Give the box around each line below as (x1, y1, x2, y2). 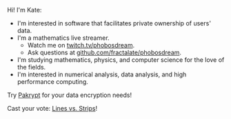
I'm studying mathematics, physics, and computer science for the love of (17, 56, 225, 64)
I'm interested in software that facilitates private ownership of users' (17, 19, 212, 27)
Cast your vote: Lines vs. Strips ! (7, 105, 98, 112)
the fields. (17, 63, 46, 71)
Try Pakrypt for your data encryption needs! (7, 91, 132, 99)
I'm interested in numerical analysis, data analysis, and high (17, 70, 187, 78)
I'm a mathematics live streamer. (17, 34, 110, 42)
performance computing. (17, 78, 88, 85)
